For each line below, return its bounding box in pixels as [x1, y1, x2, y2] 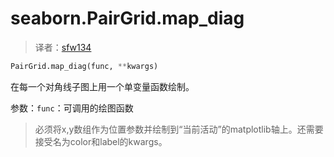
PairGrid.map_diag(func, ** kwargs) [10, 61, 159, 71]
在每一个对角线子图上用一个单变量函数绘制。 [10, 80, 195, 92]
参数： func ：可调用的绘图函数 [10, 102, 134, 114]
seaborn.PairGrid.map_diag [10, 7, 245, 30]
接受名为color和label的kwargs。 [34, 135, 168, 147]
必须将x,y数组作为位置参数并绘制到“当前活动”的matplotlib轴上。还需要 [34, 123, 324, 135]
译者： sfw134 [34, 41, 92, 53]
